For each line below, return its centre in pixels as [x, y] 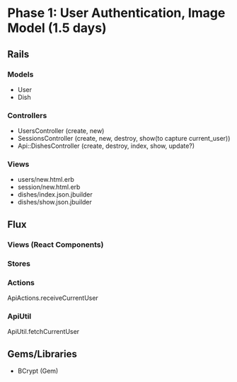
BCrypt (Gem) [38, 371]
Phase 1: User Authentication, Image [116, 13]
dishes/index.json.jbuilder [55, 195]
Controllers [27, 115]
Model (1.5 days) [57, 28]
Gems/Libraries [42, 354]
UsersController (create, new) [61, 131]
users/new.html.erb [46, 180]
